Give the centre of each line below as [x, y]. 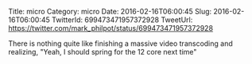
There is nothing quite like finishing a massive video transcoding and [120, 43]
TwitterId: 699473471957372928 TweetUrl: [122, 20]
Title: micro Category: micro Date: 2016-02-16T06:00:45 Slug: [110, 11]
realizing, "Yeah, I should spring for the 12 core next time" [103, 52]
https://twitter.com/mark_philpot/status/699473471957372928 [110, 28]
